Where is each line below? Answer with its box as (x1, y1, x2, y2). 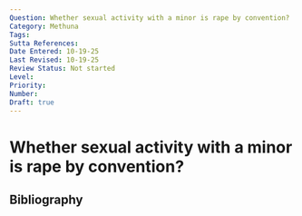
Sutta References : (9, 38, 79, 48)
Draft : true (9, 97, 54, 107)
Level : (9, 73, 34, 82)
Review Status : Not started (9, 64, 116, 74)
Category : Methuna (9, 22, 79, 31)
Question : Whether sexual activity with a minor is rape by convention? (9, 13, 290, 23)
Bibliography (9, 191, 83, 207)
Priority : (9, 81, 47, 90)
